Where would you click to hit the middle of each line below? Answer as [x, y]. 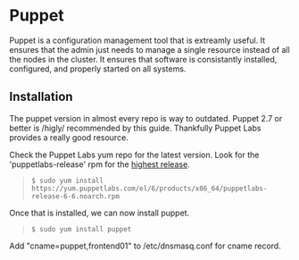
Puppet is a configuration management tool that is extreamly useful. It [137, 40]
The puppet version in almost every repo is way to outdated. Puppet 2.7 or [146, 118]
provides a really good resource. [69, 137]
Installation [41, 97]
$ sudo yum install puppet [81, 229]
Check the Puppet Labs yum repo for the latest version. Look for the [134, 155]
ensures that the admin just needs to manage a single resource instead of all [149, 49]
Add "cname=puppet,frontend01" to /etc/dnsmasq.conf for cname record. [145, 246]
